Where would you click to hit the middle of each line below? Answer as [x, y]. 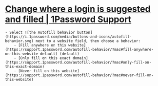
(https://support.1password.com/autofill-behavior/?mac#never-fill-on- [79, 75]
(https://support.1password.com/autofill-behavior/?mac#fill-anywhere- [79, 49]
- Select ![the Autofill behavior [40, 32]
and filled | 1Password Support [68, 19]
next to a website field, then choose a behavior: [88, 41]
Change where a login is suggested [78, 9]
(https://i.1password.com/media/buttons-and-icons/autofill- [69, 37]
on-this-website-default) [31, 54]
